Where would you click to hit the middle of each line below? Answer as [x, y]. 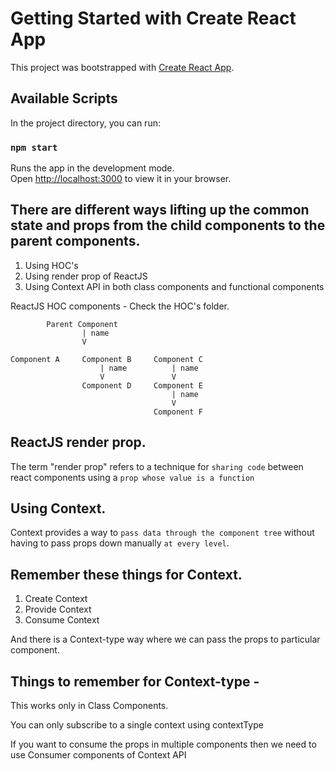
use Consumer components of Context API [98, 755]
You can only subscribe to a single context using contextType [137, 725]
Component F [178, 412]
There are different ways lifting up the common [160, 210]
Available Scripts [64, 98]
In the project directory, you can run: [85, 123]
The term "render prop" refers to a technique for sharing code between [157, 466]
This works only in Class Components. [89, 706]
